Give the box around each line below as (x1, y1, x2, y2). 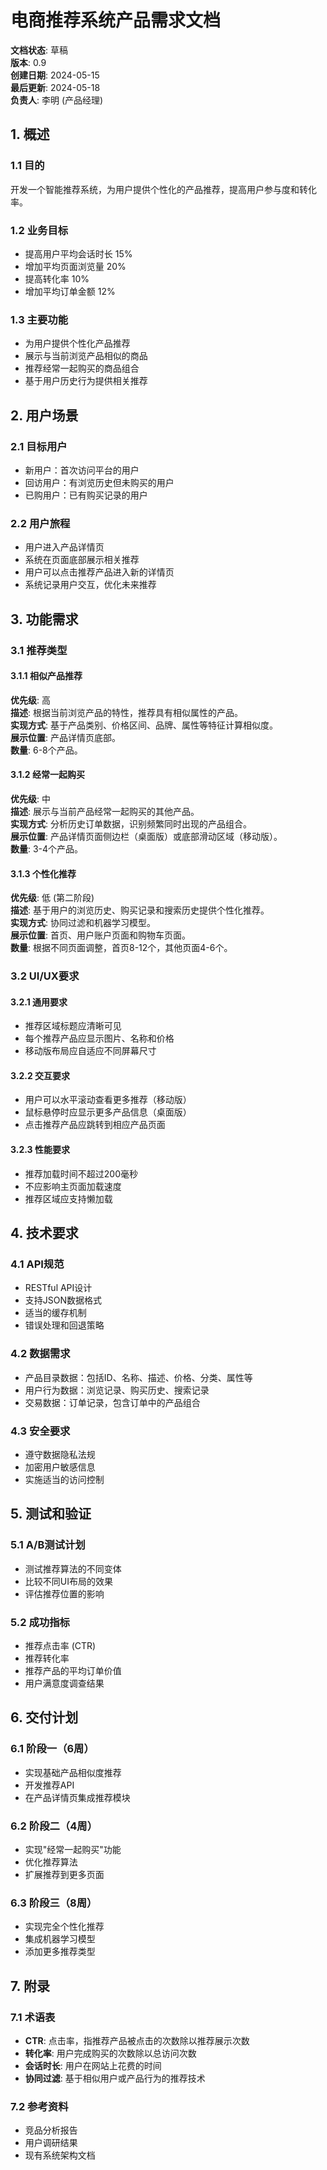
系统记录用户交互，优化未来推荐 (24, 579, 157, 591)
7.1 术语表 (10, 2010, 56, 2024)
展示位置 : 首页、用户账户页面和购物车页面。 (10, 929, 191, 941)
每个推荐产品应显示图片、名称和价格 (24, 1032, 175, 1045)
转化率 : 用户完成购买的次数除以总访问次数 (24, 2047, 197, 2059)
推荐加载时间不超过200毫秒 (24, 1167, 138, 1180)
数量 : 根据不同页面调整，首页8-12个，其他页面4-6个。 (10, 942, 233, 954)
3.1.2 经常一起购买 (10, 769, 85, 781)
